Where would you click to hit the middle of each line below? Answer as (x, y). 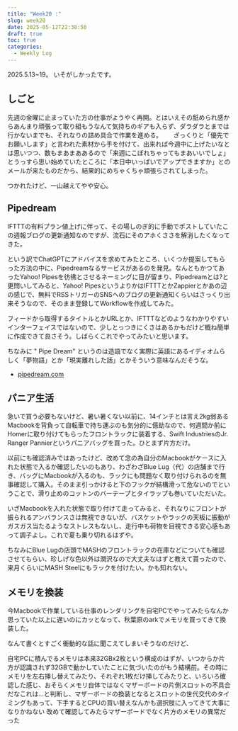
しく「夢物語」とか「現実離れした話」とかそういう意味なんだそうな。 (110, 360)
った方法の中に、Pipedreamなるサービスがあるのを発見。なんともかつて (113, 268)
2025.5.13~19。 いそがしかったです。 (61, 74)
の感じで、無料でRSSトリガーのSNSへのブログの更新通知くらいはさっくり (116, 294)
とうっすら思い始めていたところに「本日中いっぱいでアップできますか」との (119, 161)
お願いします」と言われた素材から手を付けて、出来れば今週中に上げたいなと (119, 144)
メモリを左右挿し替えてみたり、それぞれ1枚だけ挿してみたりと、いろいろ (114, 676)
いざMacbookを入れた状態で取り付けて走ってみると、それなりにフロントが (117, 509)
